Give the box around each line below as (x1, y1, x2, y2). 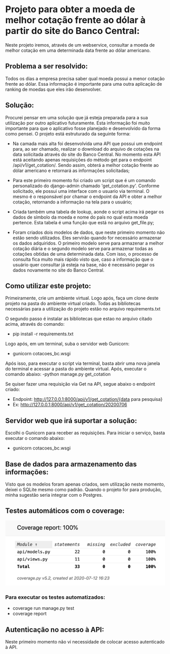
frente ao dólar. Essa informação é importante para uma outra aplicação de (5, 81, 162, 87)
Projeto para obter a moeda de (5, 4, 135, 15)
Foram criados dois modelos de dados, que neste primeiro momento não (12, 229, 165, 235)
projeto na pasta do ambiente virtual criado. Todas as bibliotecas (5, 300, 141, 306)
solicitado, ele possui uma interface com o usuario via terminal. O (12, 188, 150, 194)
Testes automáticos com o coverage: (5, 506, 125, 515)
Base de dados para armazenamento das (5, 460, 137, 468)
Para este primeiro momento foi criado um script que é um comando (12, 177, 156, 183)
